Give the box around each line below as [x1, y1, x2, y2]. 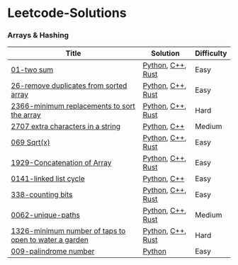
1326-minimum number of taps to [11, 226, 126, 236]
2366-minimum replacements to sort [11, 101, 136, 111]
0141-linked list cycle [11, 174, 85, 184]
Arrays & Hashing [7, 30, 69, 40]
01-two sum [11, 65, 54, 75]
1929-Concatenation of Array [11, 158, 112, 168]
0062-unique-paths [11, 210, 80, 220]
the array [11, 110, 41, 120]
